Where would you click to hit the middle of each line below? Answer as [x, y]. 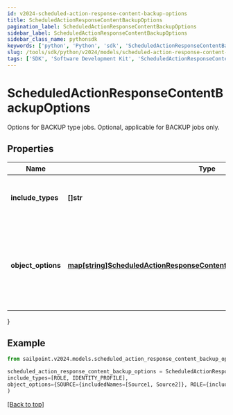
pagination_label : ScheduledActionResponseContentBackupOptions [102, 26]
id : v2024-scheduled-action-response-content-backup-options [97, 14]
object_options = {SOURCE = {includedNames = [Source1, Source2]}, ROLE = [107, 384]
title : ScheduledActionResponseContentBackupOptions [85, 20]
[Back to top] [26, 404]
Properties [31, 149]
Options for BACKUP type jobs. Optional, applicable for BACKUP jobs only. [113, 127]
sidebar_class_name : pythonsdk [52, 40]
